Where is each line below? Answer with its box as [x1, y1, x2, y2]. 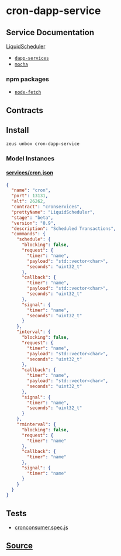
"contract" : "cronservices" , [11, 204, 82, 210]
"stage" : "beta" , [11, 215, 54, 221]
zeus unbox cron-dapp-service [6, 140, 80, 147]
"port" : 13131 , [11, 193, 49, 199]
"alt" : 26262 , [11, 198, 46, 204]
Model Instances [6, 155, 54, 163]
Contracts [6, 105, 44, 115]
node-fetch [14, 90, 42, 95]
